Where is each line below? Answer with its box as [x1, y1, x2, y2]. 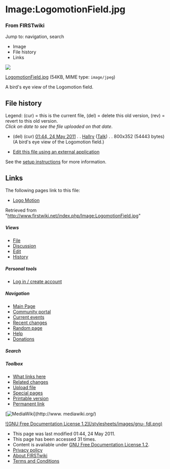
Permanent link [12, 401, 45, 407]
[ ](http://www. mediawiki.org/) [5, 411, 96, 417]
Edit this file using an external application [12, 149, 100, 155]
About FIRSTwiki [12, 453, 48, 459]
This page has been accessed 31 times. [12, 436, 96, 442]
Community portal [12, 309, 51, 315]
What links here [12, 373, 46, 380]
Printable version [12, 396, 49, 402]
